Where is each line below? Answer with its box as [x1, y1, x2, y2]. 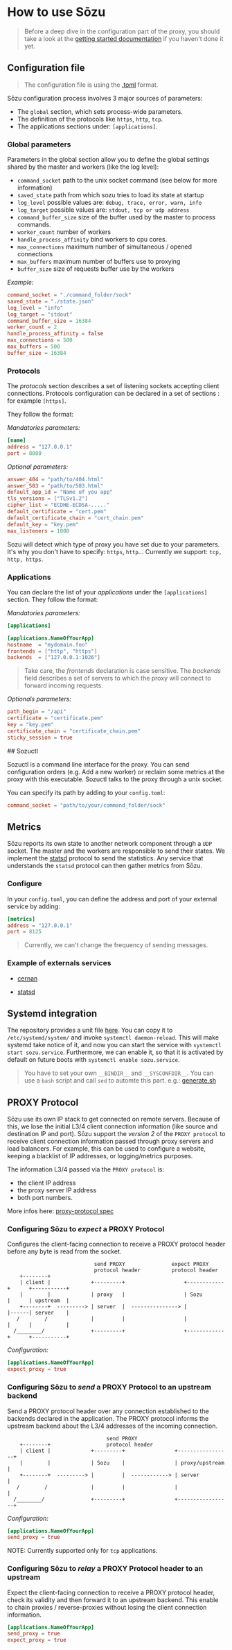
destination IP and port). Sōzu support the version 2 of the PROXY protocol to [7, 1130, 226, 1138]
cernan [17, 974, 38, 983]
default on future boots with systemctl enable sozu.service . [7, 1056, 180, 1064]
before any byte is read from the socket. [7, 1247, 122, 1256]
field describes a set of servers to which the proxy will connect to [24, 674, 211, 683]
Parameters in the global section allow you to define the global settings [7, 156, 210, 164]
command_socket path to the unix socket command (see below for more [17, 176, 217, 185]
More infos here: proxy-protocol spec [7, 1207, 114, 1215]
